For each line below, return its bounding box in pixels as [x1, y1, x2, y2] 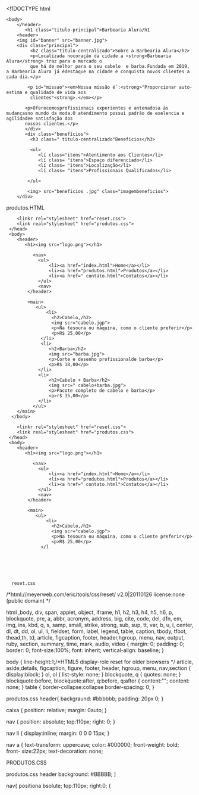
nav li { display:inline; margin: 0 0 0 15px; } [6, 729, 110, 737]
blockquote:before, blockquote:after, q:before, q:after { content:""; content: [6, 677, 190, 684]
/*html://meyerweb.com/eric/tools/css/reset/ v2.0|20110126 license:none [6, 591, 185, 598]
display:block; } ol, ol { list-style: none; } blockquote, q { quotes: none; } [6, 671, 181, 678]
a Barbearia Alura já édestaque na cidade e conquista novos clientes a [6, 68, 190, 74]
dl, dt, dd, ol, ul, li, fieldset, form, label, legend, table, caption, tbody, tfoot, [6, 628, 187, 635]
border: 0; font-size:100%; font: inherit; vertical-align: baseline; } [6, 647, 165, 654]
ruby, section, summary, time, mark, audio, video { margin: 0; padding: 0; [6, 640, 185, 647]
